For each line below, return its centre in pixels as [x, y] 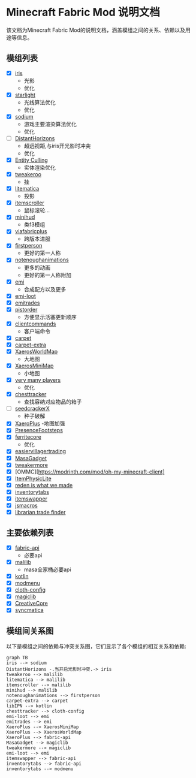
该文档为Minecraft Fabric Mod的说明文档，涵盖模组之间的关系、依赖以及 [96, 30]
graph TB [17, 658]
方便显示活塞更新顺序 [50, 317]
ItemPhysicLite [33, 478]
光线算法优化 [40, 102]
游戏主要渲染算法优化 [50, 124]
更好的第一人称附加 [48, 275]
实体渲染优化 [40, 168]
